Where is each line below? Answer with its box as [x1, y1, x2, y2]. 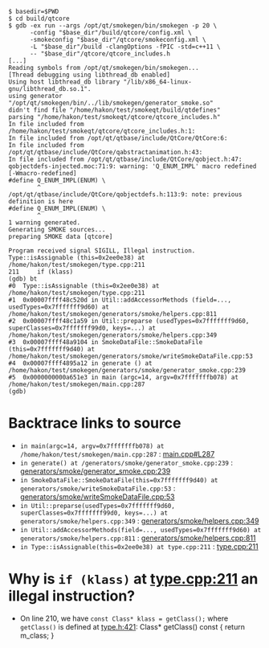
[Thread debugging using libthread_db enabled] [8, 71, 171, 79]
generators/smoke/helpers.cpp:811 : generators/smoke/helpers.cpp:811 [19, 533, 256, 543]
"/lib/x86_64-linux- [123, 78, 193, 86]
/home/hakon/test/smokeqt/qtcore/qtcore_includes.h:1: [8, 127, 196, 135]
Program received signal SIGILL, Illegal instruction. [8, 247, 196, 255]
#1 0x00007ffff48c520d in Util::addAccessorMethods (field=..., [8, 296, 231, 304]
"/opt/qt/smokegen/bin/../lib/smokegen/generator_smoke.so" [8, 99, 214, 107]
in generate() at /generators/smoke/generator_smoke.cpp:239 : [19, 457, 233, 467]
